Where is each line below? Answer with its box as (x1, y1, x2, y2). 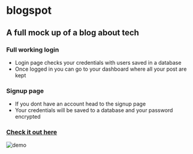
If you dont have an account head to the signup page (14, 100, 146, 108)
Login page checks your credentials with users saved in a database (14, 59, 182, 66)
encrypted (14, 113, 41, 120)
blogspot (6, 4, 52, 17)
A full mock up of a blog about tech (6, 28, 140, 38)
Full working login (6, 46, 59, 54)
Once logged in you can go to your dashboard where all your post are (14, 65, 187, 73)
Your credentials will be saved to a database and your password (14, 107, 173, 114)
